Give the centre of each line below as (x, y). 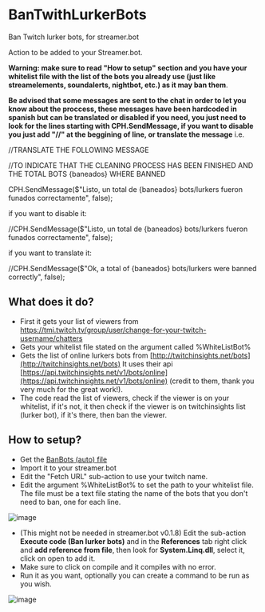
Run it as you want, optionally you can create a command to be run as (134, 575)
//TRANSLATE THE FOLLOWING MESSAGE (79, 150)
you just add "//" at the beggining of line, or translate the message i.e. (127, 134)
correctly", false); (37, 277)
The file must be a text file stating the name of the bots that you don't (134, 493)
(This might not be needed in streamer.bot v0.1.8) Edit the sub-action (133, 533)
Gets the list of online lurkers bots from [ (86, 355)
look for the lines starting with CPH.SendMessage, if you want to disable (131, 126)
